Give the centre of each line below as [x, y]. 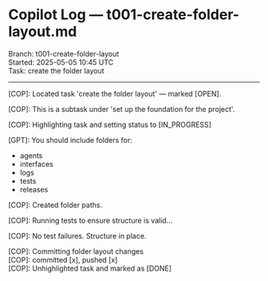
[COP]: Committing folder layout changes [76, 251]
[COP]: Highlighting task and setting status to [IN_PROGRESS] [110, 125]
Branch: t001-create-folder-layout [64, 53]
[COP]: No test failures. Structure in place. [77, 235]
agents [31, 155]
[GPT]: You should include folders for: [71, 140]
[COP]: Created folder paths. [55, 204]
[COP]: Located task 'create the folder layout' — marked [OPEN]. [115, 93]
